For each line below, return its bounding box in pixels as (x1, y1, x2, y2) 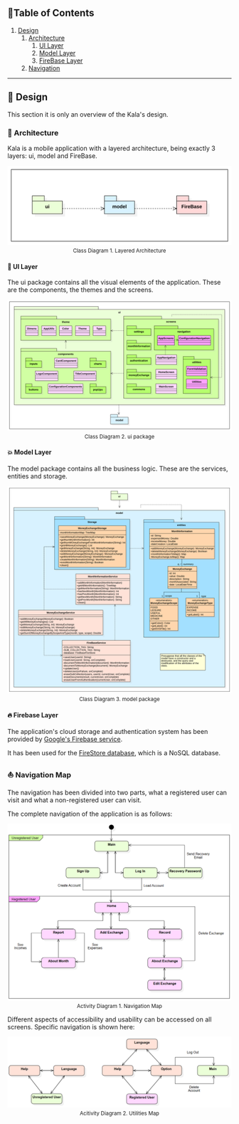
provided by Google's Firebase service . (7, 735, 123, 743)
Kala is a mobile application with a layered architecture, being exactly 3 (7, 144, 216, 152)
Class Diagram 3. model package (79, 695, 160, 703)
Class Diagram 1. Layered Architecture (73, 247, 166, 255)
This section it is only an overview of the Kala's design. (7, 110, 169, 118)
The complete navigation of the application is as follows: (7, 809, 173, 818)
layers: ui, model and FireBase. (7, 151, 97, 160)
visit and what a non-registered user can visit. (7, 795, 142, 804)
